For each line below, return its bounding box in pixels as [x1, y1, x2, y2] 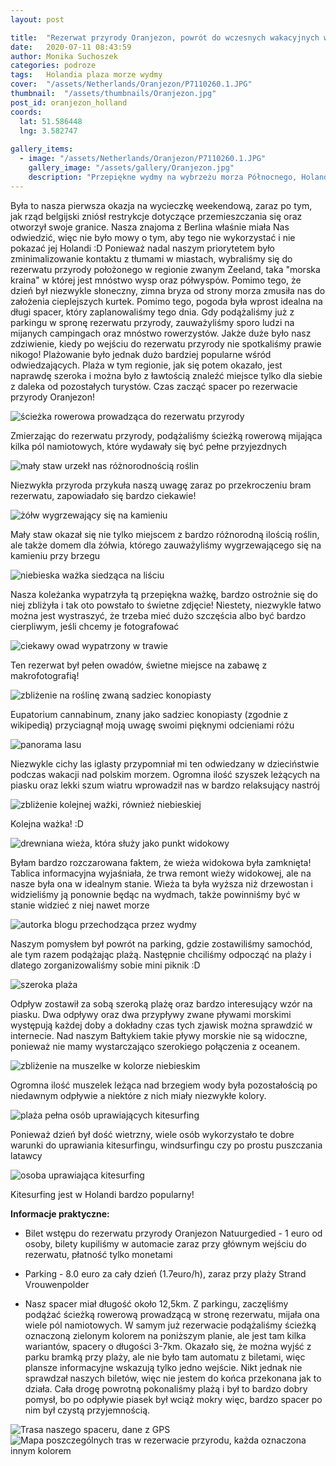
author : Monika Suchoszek [10, 51, 118, 61]
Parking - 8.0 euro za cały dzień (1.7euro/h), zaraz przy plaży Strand [24, 1267, 307, 1280]
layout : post [10, 14, 65, 25]
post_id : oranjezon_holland [10, 97, 128, 108]
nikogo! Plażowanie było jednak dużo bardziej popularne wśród [10, 348, 272, 360]
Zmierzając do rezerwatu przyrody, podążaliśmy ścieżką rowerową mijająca [10, 429, 323, 441]
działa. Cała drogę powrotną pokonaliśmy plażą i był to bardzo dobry [24, 1382, 308, 1395]
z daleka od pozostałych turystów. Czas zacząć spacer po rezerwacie [10, 380, 298, 392]
